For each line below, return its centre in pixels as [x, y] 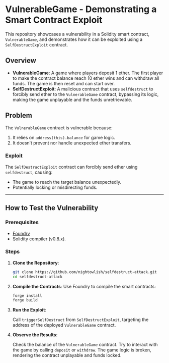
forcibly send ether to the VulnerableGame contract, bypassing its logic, [86, 94]
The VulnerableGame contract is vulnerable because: [59, 128]
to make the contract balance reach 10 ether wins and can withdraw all [86, 78]
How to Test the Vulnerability [52, 208]
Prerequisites [22, 222]
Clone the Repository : [36, 263]
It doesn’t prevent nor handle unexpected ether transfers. [72, 143]
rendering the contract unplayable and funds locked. [67, 355]
